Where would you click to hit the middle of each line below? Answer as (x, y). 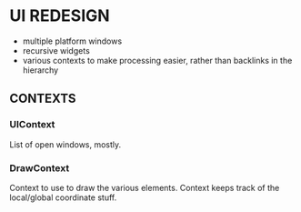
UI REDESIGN (60, 16)
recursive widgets (56, 50)
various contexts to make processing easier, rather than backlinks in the (157, 60)
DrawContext (40, 167)
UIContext (32, 125)
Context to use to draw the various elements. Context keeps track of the (145, 187)
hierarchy (40, 70)
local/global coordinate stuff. (63, 197)
